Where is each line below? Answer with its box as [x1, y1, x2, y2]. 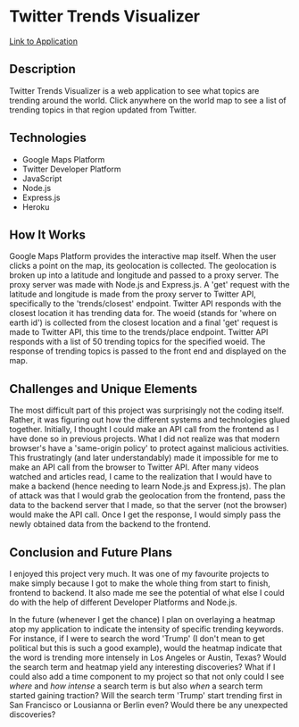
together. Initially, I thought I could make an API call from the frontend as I [9, 424, 279, 435]
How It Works [9, 227, 87, 242]
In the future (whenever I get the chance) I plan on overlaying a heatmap [9, 614, 276, 624]
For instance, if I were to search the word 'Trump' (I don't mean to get [9, 633, 265, 644]
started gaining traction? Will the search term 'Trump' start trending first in [9, 690, 283, 700]
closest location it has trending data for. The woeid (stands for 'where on [9, 308, 277, 319]
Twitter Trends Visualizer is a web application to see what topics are [9, 85, 260, 96]
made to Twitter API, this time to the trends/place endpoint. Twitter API [9, 327, 269, 338]
